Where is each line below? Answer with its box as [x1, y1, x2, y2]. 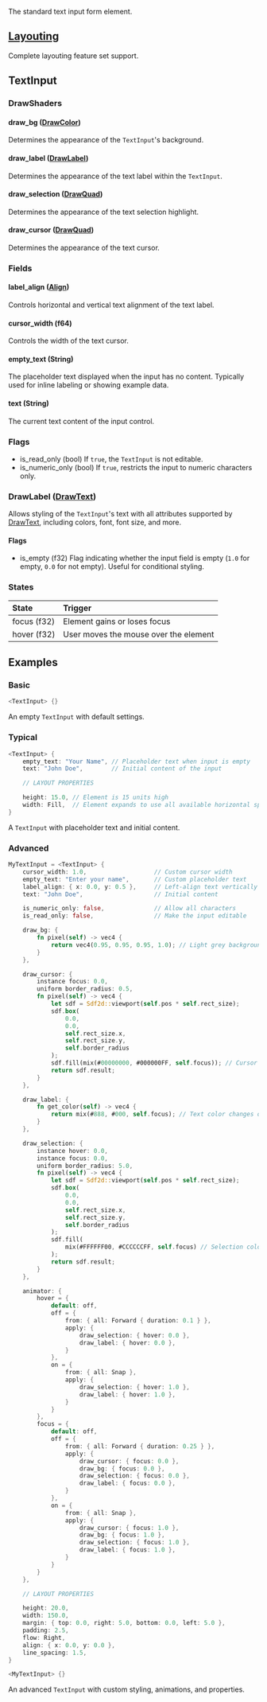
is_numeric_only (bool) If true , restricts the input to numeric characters [19, 462, 253, 472]
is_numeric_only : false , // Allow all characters [22, 905, 237, 913]
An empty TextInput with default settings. [8, 712, 145, 722]
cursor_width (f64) [8, 318, 73, 328]
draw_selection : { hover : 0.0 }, [79, 1331, 191, 1339]
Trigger [63, 602, 92, 613]
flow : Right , [22, 1634, 66, 1642]
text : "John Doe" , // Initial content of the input [22, 765, 222, 773]
